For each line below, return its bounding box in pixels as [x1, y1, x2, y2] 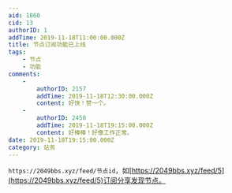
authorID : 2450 [36, 114, 87, 122]
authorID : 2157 [36, 84, 87, 93]
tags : [8, 48, 26, 56]
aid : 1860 [8, 11, 41, 20]
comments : [8, 70, 41, 78]
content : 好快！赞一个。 [36, 99, 110, 107]
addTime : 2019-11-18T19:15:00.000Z [36, 121, 154, 129]
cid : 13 [8, 19, 34, 27]
